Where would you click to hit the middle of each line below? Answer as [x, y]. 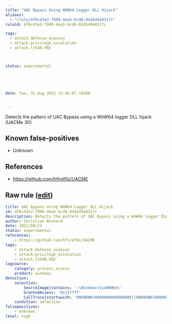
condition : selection [37, 302]
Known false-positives [42, 138]
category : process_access [42, 269]
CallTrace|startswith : [48, 297]
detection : [17, 278]
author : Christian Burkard [34, 221]
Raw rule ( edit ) [29, 195]
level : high [18, 316]
